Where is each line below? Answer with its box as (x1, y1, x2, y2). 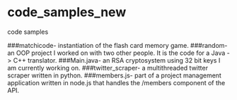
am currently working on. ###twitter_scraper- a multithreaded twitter (7, 63, 209, 72)
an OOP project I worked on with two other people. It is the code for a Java (7, 49, 226, 57)
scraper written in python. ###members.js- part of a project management (7, 71, 221, 80)
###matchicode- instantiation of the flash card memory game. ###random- (7, 41, 228, 49)
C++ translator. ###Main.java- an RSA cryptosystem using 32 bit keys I (13, 56, 221, 64)
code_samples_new (7, 4, 127, 20)
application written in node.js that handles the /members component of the (7, 78, 226, 87)
